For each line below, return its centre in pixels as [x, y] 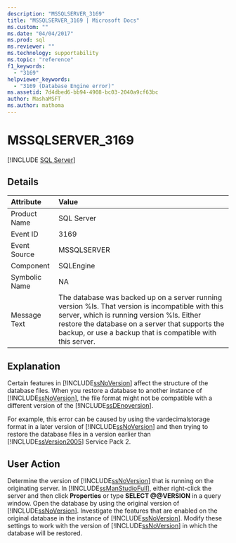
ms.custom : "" [28, 27]
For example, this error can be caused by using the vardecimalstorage [109, 419]
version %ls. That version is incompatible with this [141, 306]
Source [23, 254]
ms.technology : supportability [53, 54]
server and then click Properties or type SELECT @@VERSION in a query [114, 496]
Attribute [26, 201]
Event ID [25, 234]
